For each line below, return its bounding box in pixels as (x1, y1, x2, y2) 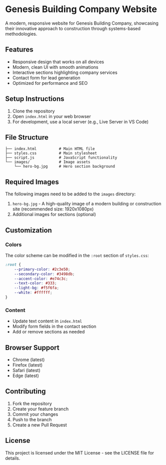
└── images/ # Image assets (5, 160, 91, 165)
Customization (5, 226, 52, 235)
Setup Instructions (5, 94, 64, 103)
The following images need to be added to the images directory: (5, 191, 136, 197)
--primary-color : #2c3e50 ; (14, 267, 70, 272)
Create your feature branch (12, 406, 69, 412)
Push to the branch (12, 416, 52, 422)
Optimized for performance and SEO (12, 80, 88, 86)
